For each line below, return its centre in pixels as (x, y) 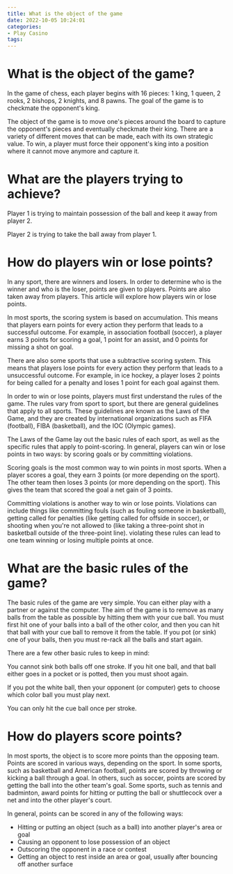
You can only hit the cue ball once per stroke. (72, 708)
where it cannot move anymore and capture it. (73, 151)
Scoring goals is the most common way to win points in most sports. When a (117, 467)
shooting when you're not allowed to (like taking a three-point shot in (106, 525)
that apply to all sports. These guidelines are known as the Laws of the (109, 411)
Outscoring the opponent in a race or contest (82, 849)
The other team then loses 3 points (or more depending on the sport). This (114, 482)
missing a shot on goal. (41, 347)
